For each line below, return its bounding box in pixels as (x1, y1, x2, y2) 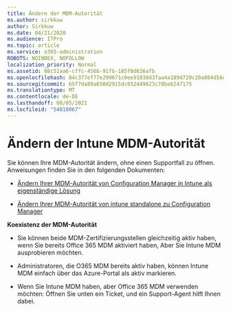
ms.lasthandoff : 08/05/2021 (7, 100, 88, 107)
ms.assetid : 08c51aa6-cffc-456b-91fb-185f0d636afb (7, 67, 155, 74)
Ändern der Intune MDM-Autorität (7, 136, 206, 151)
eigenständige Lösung (16, 186, 81, 195)
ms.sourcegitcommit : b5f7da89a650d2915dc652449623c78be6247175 (7, 81, 192, 87)
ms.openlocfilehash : (7, 74, 67, 81)
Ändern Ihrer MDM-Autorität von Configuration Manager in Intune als (16, 179, 212, 187)
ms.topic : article (7, 42, 60, 49)
